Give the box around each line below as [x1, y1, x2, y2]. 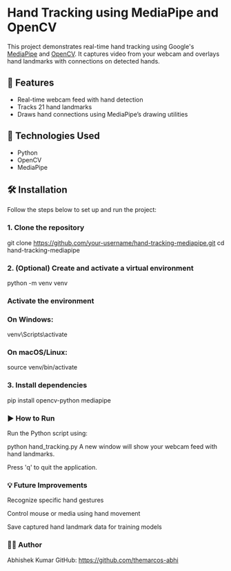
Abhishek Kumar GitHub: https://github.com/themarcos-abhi [7, 556, 179, 564]
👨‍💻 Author [7, 540, 43, 550]
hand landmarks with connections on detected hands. [7, 57, 160, 65]
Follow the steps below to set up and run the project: [7, 206, 157, 214]
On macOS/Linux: [7, 347, 68, 357]
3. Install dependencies [7, 380, 88, 390]
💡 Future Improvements [7, 481, 88, 490]
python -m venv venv [7, 278, 68, 287]
